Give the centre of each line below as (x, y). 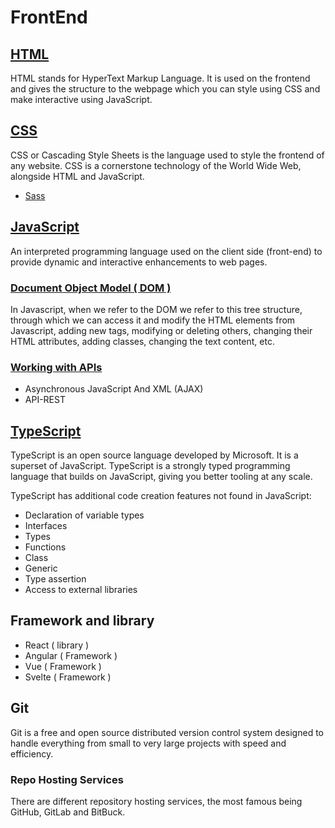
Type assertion (55, 579)
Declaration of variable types (84, 515)
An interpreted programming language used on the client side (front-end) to (166, 251)
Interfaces (46, 526)
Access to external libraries (81, 590)
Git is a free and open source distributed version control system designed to (167, 732)
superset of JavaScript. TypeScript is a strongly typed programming (150, 466)
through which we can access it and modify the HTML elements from (153, 320)
